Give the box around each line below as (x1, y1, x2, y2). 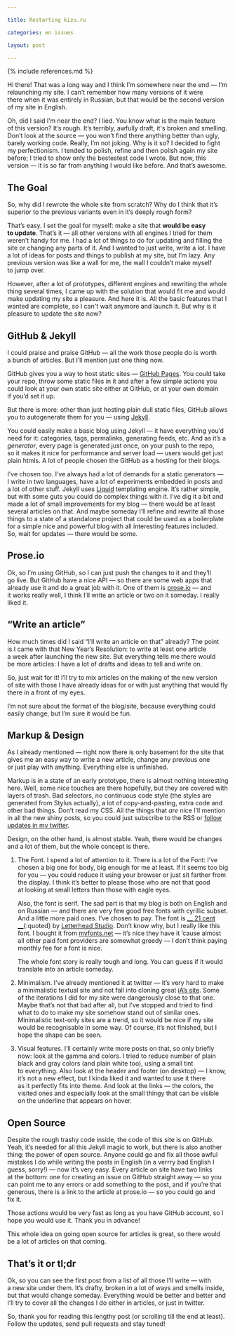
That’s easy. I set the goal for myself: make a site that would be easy (7, 222, 206, 230)
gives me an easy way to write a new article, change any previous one (7, 756, 210, 764)
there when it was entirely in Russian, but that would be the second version (7, 95, 224, 104)
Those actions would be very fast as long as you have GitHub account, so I (7, 1209, 224, 1217)
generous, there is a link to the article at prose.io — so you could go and (7, 1188, 215, 1196)
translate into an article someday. (17, 965, 114, 974)
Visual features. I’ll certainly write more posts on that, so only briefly (17, 1045, 215, 1053)
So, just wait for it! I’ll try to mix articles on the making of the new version (7, 673, 217, 681)
